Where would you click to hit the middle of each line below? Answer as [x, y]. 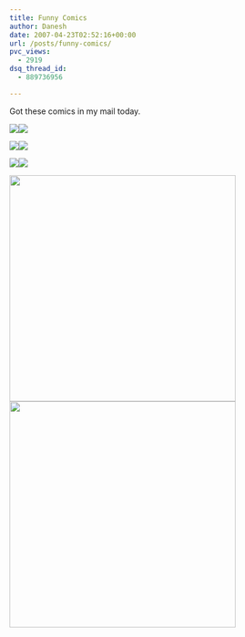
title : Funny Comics [49, 18]
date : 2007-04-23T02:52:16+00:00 [73, 35]
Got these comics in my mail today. [75, 111]
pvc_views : [30, 52]
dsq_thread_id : [38, 69]
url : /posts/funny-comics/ [61, 43]
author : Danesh [38, 26]
